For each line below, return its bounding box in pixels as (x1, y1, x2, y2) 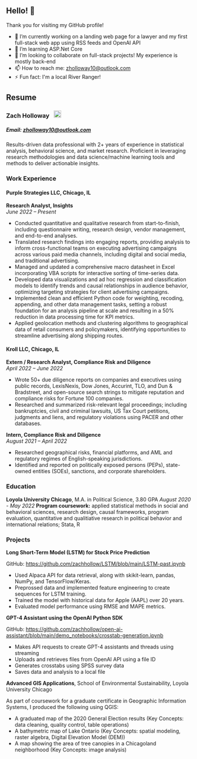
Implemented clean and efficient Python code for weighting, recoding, (14, 295, 184, 302)
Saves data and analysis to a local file (14, 668, 106, 676)
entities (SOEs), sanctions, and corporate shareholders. (32, 468, 167, 475)
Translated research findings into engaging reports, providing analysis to (14, 239, 191, 246)
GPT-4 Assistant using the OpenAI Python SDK (6, 614, 123, 621)
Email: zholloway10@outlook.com (6, 126, 91, 133)
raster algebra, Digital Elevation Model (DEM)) (14, 734, 125, 741)
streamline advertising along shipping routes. (14, 332, 124, 339)
